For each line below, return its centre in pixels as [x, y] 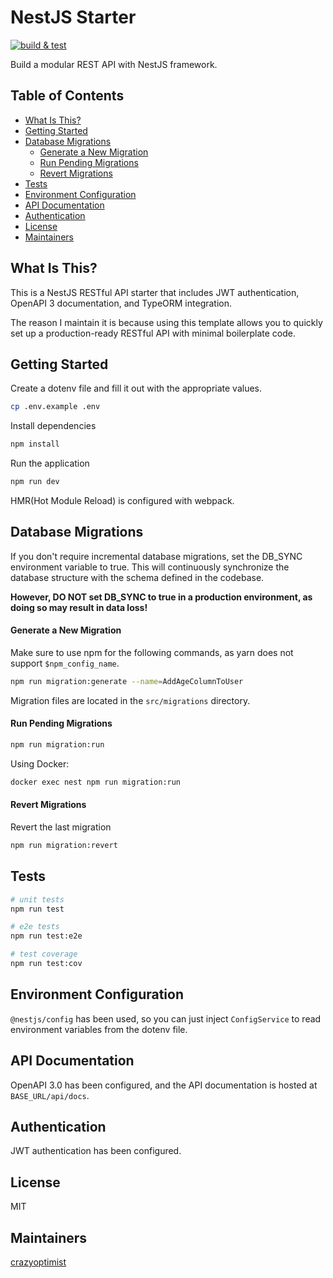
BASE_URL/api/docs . [50, 1095]
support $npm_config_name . [65, 663]
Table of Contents [67, 96]
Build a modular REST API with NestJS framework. [114, 64]
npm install [35, 444]
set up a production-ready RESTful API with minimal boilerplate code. [153, 333]
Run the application [50, 463]
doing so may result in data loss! [79, 607]
